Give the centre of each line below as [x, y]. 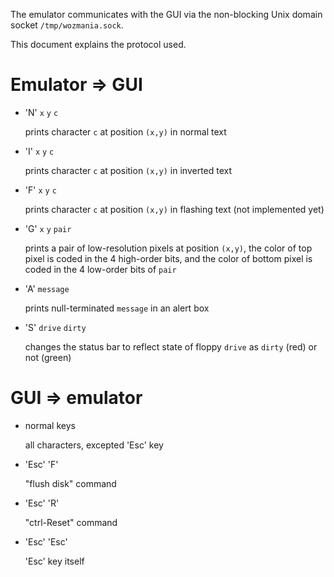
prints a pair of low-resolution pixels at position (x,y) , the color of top [168, 248]
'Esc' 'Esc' [46, 541]
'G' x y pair [48, 228]
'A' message [47, 288]
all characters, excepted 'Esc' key [94, 445]
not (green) [48, 357]
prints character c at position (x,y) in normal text [125, 131]
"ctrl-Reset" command [71, 522]
